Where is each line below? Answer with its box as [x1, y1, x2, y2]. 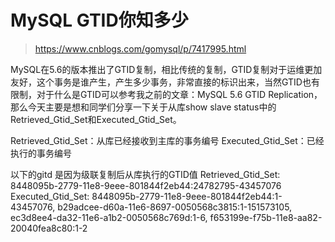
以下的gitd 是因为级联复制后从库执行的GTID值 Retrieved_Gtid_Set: [10, 168, 281, 180]
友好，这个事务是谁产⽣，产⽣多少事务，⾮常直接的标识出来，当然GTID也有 [10, 76, 320, 88]
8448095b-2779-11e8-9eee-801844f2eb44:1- [91, 190, 283, 202]
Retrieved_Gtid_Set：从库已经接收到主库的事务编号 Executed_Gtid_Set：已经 [10, 134, 325, 146]
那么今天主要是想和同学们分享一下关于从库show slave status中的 [10, 101, 277, 113]
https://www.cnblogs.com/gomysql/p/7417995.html [34, 42, 247, 55]
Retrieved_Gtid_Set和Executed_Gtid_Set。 [10, 113, 182, 125]
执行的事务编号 [10, 147, 72, 159]
